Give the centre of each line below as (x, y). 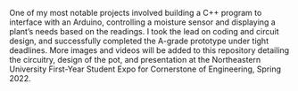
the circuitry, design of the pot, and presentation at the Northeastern (135, 60)
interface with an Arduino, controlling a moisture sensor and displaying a (143, 22)
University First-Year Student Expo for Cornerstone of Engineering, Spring (145, 69)
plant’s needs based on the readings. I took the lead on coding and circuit (144, 31)
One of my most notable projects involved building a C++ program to (136, 13)
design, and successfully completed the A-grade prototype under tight (139, 41)
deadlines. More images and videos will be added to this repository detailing (149, 50)
